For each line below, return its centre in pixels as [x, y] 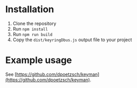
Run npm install [30, 28]
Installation [30, 9]
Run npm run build [33, 34]
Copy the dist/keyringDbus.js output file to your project [72, 40]
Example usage [39, 60]
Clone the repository [34, 23]
